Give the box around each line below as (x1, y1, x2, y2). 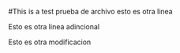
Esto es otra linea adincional (8, 22, 100, 31)
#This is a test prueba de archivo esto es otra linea (8, 7, 173, 16)
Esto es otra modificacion (8, 37, 92, 47)
